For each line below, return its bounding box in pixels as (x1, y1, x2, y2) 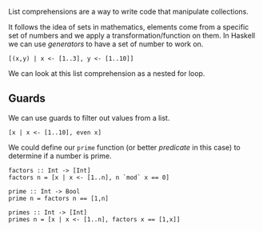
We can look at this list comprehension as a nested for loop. (8, 69, 205, 78)
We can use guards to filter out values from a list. (8, 113, 170, 122)
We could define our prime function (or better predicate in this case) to (8, 142, 241, 152)
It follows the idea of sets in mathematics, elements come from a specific (8, 22, 249, 31)
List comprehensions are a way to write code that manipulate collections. (8, 7, 249, 16)
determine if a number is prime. (8, 151, 112, 161)
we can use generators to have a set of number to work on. (8, 39, 204, 49)
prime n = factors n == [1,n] (8, 194, 110, 202)
